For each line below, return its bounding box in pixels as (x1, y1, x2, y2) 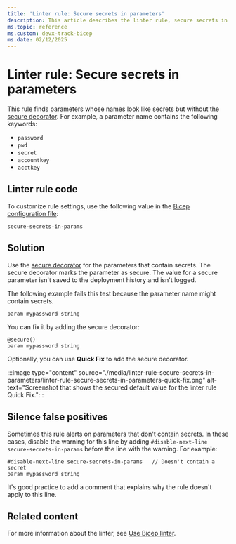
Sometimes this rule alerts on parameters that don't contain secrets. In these (7, 430, 229, 438)
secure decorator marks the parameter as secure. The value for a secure (7, 268, 218, 277)
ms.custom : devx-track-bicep (7, 29, 93, 37)
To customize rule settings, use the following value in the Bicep (7, 201, 190, 211)
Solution (7, 242, 45, 254)
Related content (7, 510, 79, 522)
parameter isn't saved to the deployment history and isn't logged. (7, 275, 197, 284)
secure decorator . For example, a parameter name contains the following (7, 112, 218, 121)
